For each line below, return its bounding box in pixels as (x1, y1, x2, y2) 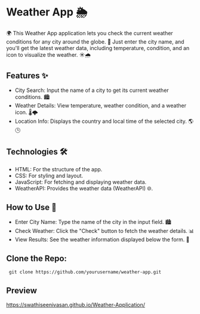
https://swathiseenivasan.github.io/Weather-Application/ (6, 301, 145, 308)
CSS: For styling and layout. (14, 172, 84, 179)
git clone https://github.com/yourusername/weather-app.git (8, 269, 162, 275)
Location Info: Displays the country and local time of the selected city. (14, 118, 187, 125)
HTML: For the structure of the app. (14, 165, 103, 173)
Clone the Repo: (6, 253, 67, 263)
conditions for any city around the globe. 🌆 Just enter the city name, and (6, 38, 184, 45)
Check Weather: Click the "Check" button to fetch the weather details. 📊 (14, 227, 195, 235)
